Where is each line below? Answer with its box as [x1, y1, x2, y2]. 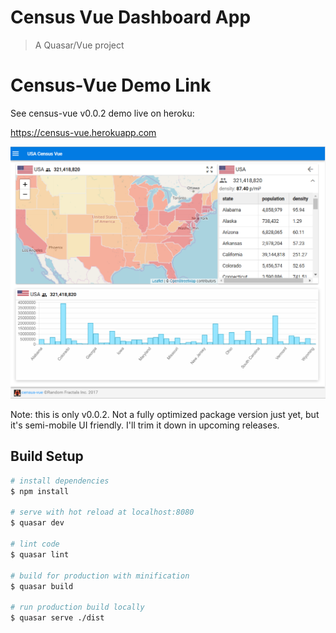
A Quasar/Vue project [34, 39, 125, 51]
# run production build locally [10, 602, 145, 613]
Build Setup [10, 448, 84, 465]
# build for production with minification [10, 571, 190, 581]
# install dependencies [10, 476, 110, 486]
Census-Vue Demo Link [10, 74, 212, 97]
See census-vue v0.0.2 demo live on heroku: [10, 107, 195, 119]
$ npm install [10, 486, 70, 496]
